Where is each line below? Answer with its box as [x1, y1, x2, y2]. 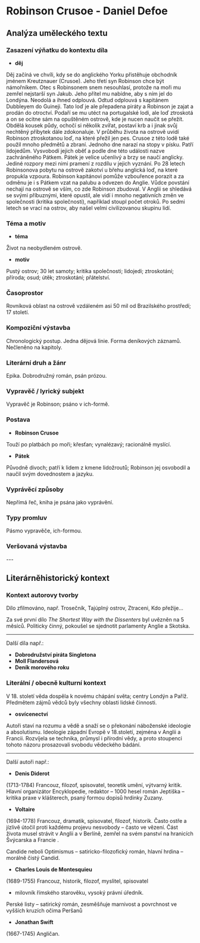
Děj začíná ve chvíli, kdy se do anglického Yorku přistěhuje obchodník [6, 71, 177, 78]
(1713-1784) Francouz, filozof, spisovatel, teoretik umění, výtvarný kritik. [6, 781, 183, 788]
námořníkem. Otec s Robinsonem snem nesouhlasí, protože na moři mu [6, 84, 182, 91]
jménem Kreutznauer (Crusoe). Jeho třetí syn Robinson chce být [6, 77, 165, 84]
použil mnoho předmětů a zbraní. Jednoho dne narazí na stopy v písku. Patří [6, 140, 193, 148]
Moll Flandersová [14, 657, 59, 665]
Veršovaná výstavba [6, 542, 67, 550]
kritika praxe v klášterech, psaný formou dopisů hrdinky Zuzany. [6, 794, 164, 801]
